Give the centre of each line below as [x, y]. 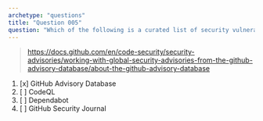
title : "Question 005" [45, 23]
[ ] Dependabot [44, 100]
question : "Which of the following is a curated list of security [119, 30]
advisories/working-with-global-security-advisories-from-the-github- [140, 60]
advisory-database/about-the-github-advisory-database [118, 69]
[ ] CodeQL [37, 92]
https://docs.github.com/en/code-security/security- [111, 52]
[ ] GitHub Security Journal [63, 109]
